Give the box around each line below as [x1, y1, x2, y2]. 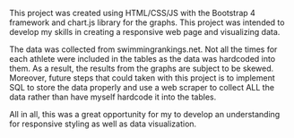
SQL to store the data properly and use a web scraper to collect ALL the [9, 82, 275, 92]
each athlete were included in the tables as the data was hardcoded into [9, 54, 276, 64]
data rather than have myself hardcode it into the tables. [9, 91, 217, 102]
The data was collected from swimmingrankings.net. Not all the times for [9, 44, 278, 55]
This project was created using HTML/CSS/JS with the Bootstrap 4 [9, 8, 255, 18]
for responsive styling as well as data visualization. [9, 118, 197, 129]
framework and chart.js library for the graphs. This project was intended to [9, 17, 285, 28]
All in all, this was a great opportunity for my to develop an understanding [9, 109, 281, 119]
